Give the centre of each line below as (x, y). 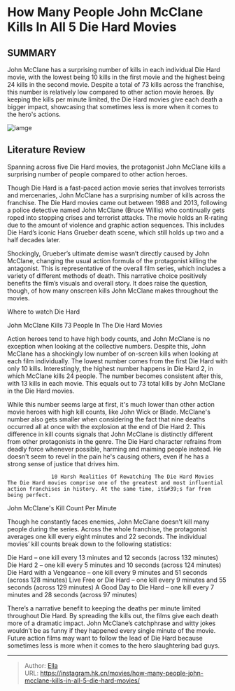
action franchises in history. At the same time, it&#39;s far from (109, 489)
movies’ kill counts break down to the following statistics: (90, 544)
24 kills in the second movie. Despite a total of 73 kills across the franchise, (116, 84)
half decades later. (34, 239)
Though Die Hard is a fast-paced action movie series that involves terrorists (116, 188)
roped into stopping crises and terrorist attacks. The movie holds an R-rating (117, 217)
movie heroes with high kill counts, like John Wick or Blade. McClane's (109, 412)
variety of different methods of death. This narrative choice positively (107, 275)
